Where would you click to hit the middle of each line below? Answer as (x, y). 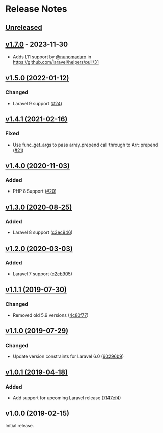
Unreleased (24, 28)
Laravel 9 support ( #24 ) (37, 104)
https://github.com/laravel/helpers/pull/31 (56, 62)
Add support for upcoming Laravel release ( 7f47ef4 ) (67, 398)
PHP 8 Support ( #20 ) (34, 191)
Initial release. (20, 425)
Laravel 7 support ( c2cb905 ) (42, 274)
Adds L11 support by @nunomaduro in (52, 57)
